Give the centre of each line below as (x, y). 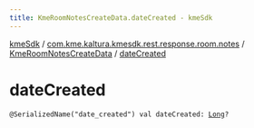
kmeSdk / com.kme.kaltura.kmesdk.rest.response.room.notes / (127, 44)
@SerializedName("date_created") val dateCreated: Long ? (119, 114)
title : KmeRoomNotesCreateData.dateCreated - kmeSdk (111, 18)
